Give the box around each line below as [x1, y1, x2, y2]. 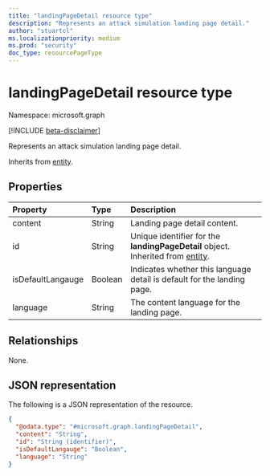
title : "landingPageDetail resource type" [8, 11, 153, 20]
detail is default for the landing [130, 274, 245, 285]
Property [12, 204, 47, 215]
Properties [8, 180, 63, 193]
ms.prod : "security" [8, 42, 78, 50]
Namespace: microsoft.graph [8, 110, 105, 120]
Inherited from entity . [130, 250, 211, 262]
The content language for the [130, 296, 241, 307]
